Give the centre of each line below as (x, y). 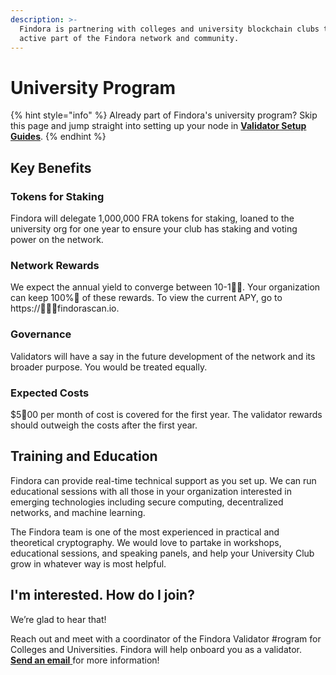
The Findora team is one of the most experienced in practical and (145, 532)
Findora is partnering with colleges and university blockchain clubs (169, 29)
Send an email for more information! (85, 660)
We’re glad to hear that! (58, 619)
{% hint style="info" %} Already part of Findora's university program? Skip (164, 115)
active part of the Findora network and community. (129, 38)
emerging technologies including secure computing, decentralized (147, 502)
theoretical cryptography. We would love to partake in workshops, (146, 542)
